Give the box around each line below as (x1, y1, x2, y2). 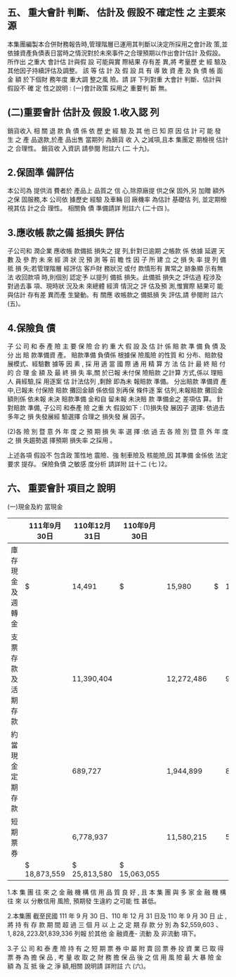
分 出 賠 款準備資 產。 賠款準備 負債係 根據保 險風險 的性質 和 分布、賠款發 (7, 351, 223, 359)
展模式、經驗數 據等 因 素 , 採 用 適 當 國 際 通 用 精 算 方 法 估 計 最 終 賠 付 (7, 359, 226, 368)
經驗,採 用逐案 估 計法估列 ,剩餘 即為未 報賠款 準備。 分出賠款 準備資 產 (20, 377, 227, 385)
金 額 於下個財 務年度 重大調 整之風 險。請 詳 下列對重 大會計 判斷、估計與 (7, 75, 222, 83)
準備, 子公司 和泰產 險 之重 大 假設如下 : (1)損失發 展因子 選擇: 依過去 (27, 404, 225, 412)
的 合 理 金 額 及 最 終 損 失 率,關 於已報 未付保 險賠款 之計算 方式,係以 (7, 369, 209, 377)
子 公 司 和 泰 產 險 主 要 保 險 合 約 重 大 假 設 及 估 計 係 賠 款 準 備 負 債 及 (7, 342, 227, 350)
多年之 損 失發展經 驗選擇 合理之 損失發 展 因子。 (7, 412, 149, 421)
